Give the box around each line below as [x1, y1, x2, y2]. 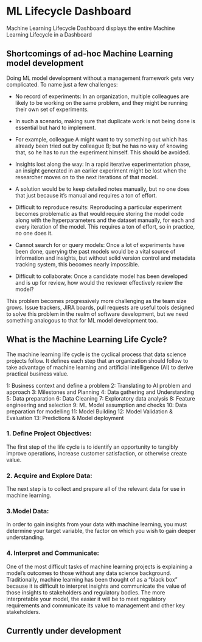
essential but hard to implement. [15, 124, 96, 131]
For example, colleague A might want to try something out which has [15, 135, 187, 143]
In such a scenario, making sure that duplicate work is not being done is [15, 117, 196, 124]
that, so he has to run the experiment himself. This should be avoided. [15, 148, 190, 156]
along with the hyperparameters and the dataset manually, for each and [15, 216, 195, 224]
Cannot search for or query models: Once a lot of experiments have [15, 241, 185, 248]
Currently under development [6, 626, 122, 637]
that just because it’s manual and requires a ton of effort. [15, 191, 157, 199]
